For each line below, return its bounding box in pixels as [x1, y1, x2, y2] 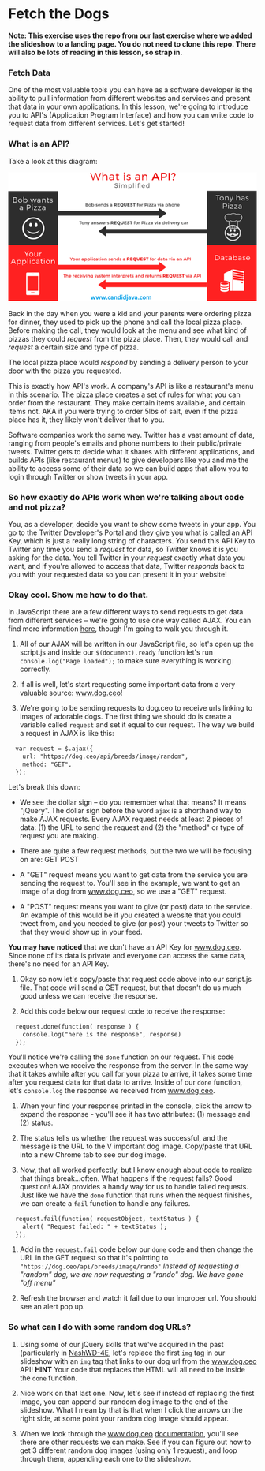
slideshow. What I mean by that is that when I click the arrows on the [19, 1405, 243, 1414]
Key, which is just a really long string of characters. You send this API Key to [8, 536, 256, 546]
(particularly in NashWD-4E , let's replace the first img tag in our [19, 1348, 226, 1357]
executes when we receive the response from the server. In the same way [8, 1061, 248, 1070]
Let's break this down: [8, 782, 80, 792]
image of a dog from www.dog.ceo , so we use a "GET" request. [19, 887, 227, 896]
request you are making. [19, 831, 99, 841]
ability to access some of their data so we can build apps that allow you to [8, 463, 249, 473]
